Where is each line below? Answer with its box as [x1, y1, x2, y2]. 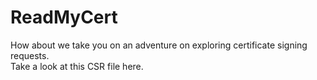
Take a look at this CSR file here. [10, 60, 144, 72]
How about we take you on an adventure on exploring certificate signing [10, 39, 308, 51]
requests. [10, 49, 50, 61]
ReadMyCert [10, 6, 118, 29]
